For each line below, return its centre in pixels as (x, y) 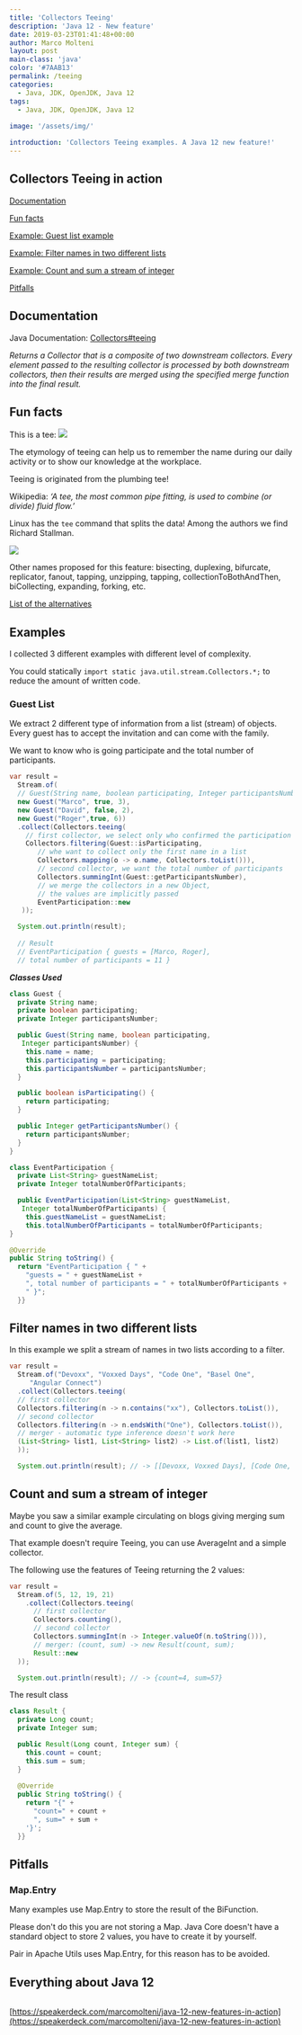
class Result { (38, 1711)
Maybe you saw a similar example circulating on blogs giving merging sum (147, 1515)
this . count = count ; (64, 1753)
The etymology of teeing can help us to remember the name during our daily (151, 452)
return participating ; (68, 1102)
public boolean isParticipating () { (86, 1093)
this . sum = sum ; (56, 1761)
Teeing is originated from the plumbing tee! (89, 479)
